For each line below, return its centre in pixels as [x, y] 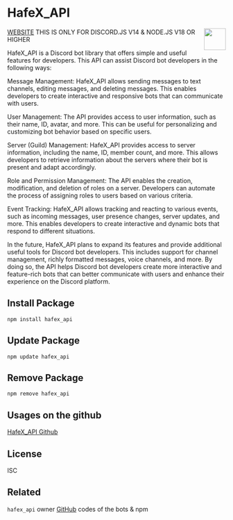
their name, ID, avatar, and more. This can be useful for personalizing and [112, 124]
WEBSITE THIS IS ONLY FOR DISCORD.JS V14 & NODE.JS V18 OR [101, 32]
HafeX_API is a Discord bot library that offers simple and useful [97, 53]
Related [24, 493]
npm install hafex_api [40, 319]
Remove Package [45, 378]
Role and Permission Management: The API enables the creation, [100, 180]
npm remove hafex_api [38, 394]
